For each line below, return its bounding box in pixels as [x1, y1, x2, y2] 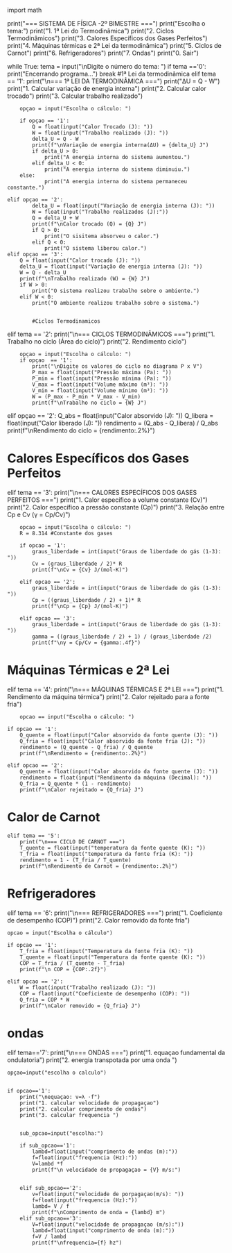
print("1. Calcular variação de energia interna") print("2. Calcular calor [7, 85, 206, 92]
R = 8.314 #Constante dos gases [19, 530, 113, 537]
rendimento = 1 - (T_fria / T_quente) [19, 857, 132, 864]
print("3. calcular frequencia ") [19, 1111, 119, 1118]
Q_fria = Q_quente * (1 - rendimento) [19, 780, 132, 787]
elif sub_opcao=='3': [19, 1215, 82, 1222]
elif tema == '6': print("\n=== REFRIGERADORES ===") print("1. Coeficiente [7, 909, 223, 917]
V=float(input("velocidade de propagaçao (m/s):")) [32, 1221, 185, 1228]
